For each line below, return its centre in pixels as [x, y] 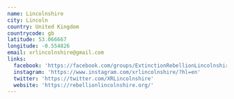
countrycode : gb [31, 33]
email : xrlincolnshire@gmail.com [56, 53]
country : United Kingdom [43, 26]
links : [17, 59]
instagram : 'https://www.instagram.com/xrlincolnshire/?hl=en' [107, 72]
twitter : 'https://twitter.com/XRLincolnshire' [84, 78]
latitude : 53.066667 [37, 40]
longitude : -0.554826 [39, 46]
